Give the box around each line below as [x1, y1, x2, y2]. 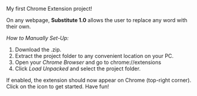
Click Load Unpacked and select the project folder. [14, 65, 141, 72]
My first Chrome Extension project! [6, 5, 93, 12]
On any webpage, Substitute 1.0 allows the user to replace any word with [6, 17, 187, 23]
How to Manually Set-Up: [6, 35, 69, 41]
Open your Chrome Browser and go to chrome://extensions [14, 59, 162, 66]
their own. [6, 23, 31, 30]
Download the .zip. [14, 46, 62, 53]
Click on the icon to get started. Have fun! [6, 83, 110, 90]
